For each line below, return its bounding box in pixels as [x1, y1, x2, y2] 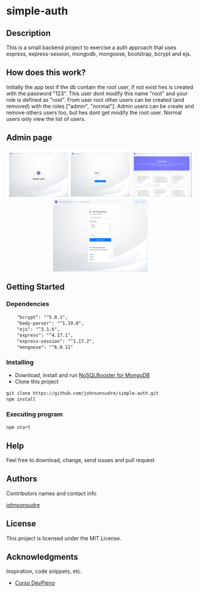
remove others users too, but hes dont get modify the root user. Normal [6, 109, 182, 116]
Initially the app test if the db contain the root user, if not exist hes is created [6, 83, 193, 90]
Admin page [6, 133, 53, 143]
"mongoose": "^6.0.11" [17, 344, 73, 350]
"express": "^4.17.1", [17, 332, 73, 338]
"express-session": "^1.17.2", [17, 338, 95, 344]
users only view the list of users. [6, 115, 86, 122]
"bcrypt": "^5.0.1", [17, 314, 68, 320]
